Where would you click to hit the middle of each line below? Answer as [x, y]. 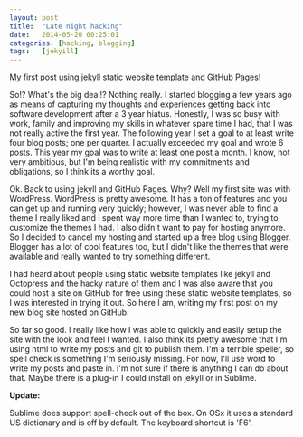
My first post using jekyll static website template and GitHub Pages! [135, 77]
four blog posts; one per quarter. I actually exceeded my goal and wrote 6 [147, 143]
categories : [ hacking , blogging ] [72, 43]
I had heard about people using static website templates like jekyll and [140, 274]
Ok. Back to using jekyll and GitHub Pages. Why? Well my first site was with [150, 189]
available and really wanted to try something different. [110, 256]
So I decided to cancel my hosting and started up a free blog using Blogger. [150, 237]
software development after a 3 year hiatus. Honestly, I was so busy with [145, 114]
